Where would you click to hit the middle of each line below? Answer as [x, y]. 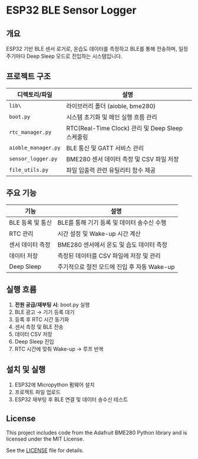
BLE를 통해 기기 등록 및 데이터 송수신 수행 [112, 222]
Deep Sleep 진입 [34, 342]
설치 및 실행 [26, 369]
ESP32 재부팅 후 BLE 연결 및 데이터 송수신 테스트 [71, 399]
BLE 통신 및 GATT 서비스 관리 [105, 148]
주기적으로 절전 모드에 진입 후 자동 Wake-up [116, 267]
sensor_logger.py [33, 159]
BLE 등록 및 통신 [30, 222]
